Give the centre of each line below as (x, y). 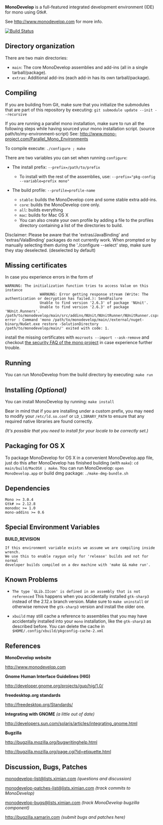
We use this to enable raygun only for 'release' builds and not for (77, 556)
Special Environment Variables (52, 527)
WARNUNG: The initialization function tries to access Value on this (77, 286)
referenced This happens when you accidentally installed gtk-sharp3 (81, 596)
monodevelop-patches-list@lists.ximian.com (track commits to (68, 788)
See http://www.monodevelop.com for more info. (54, 22)
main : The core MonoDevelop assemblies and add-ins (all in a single (80, 67)
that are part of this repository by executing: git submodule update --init (79, 110)
